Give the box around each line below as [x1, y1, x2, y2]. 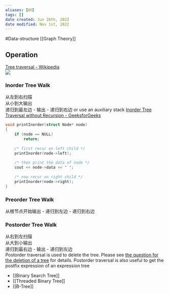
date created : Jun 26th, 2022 [5, 17, 70, 22]
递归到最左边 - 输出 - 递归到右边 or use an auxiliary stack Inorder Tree [5, 106, 152, 113]
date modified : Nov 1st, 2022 [5, 21, 70, 27]
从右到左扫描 [5, 233, 32, 239]
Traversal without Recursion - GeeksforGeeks [5, 113, 101, 119]
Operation [5, 50, 38, 59]
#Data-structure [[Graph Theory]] [5, 36, 76, 42]
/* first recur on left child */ [14, 146, 86, 151]
